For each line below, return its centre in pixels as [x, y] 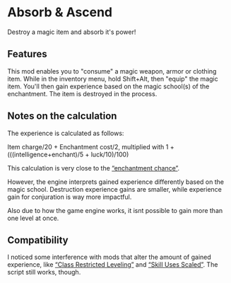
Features [27, 54]
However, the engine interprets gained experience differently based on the [116, 182]
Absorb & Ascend [60, 12]
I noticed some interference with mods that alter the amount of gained [109, 257]
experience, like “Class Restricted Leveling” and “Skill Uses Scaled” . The [113, 265]
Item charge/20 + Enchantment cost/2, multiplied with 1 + [91, 146]
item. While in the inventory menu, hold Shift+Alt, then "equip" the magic [113, 79]
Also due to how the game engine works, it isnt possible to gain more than [115, 210]
